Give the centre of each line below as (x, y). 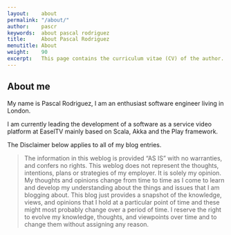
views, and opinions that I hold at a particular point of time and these (122, 202)
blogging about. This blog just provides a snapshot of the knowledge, (123, 195)
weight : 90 (28, 53)
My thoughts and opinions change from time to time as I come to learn (124, 180)
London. (19, 111)
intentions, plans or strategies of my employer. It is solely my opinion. (122, 173)
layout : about (32, 13)
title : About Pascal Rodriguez (58, 39)
